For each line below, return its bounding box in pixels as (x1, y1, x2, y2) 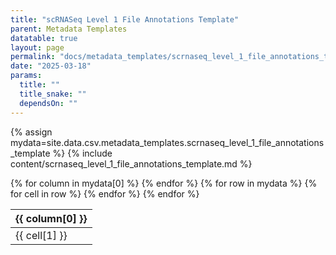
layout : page (10, 42, 65, 53)
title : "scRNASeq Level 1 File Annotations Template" (10, 14, 240, 25)
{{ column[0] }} (15, 211, 88, 225)
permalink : (10, 52, 56, 62)
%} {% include (52, 147, 113, 159)
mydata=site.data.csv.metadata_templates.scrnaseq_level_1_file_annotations (10, 136, 325, 148)
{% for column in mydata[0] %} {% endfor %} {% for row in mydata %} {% (10, 177, 318, 189)
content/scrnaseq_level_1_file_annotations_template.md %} (10, 157, 253, 170)
